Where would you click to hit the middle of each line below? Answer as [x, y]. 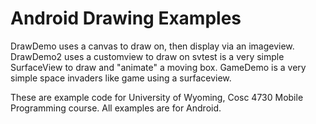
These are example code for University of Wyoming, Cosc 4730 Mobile [157, 97]
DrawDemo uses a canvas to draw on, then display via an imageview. [152, 46]
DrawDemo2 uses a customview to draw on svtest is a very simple [147, 56]
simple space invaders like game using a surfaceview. [121, 78]
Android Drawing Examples [126, 18]
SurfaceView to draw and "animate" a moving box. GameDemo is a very [158, 67]
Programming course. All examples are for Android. [116, 108]
